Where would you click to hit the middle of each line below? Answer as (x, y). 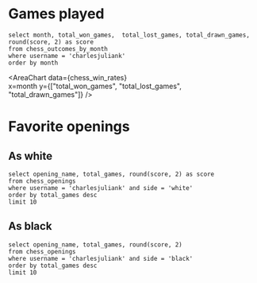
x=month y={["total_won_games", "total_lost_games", (95, 86)
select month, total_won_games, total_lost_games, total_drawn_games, (129, 35)
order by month (33, 63)
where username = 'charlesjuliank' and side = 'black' (101, 258)
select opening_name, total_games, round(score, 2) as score (111, 174)
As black (30, 226)
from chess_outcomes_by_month (58, 48)
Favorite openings (69, 127)
